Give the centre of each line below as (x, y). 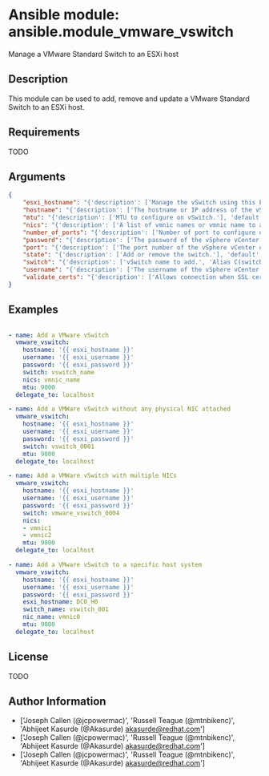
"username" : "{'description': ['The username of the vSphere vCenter (141, 270)
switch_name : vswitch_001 (66, 610)
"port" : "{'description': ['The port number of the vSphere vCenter (139, 247)
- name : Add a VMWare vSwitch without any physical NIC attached (119, 409)
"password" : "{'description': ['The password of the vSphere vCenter (141, 240)
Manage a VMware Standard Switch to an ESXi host (93, 54)
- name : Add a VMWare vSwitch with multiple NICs (93, 476)
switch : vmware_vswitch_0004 (71, 513)
